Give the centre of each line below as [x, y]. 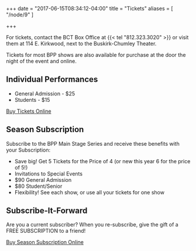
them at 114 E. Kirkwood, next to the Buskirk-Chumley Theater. [81, 44]
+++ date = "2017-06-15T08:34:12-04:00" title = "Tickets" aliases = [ [90, 8]
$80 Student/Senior [38, 186]
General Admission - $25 [45, 94]
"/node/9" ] [20, 15]
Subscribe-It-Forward [47, 211]
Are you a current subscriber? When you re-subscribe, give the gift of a [92, 225]
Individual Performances [52, 79]
